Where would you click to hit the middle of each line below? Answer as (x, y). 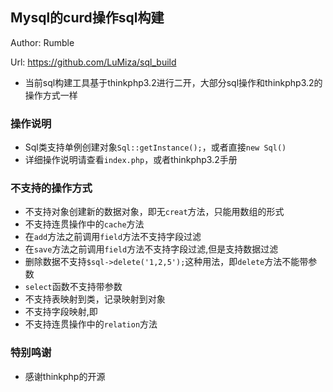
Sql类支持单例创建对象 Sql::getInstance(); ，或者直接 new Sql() (155, 147)
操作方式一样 (51, 95)
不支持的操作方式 (51, 188)
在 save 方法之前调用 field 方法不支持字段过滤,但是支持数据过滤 (151, 249)
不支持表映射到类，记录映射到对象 (95, 299)
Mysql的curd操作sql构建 (87, 18)
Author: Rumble (42, 42)
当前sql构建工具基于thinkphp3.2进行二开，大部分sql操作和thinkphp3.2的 (173, 82)
